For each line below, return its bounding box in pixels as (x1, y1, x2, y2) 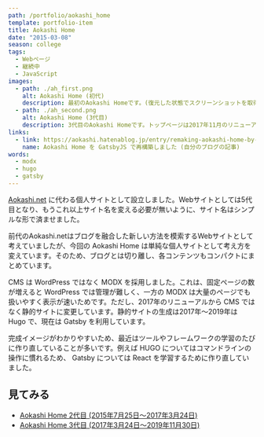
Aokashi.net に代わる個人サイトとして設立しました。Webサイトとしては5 (8, 194, 246, 204)
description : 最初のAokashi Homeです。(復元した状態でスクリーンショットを (22, 99, 247, 107)
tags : (8, 48, 26, 56)
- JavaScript (15, 70, 58, 78)
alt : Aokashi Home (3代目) (22, 114, 108, 122)
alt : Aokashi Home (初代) (22, 92, 104, 100)
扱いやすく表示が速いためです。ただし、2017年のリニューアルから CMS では (8, 296, 255, 307)
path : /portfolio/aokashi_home (8, 11, 111, 20)
